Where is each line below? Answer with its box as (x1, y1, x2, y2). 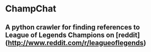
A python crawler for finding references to (5, 23, 140, 31)
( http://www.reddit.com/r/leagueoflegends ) (5, 38, 146, 47)
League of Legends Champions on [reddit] (5, 30, 140, 39)
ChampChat (5, 3, 57, 14)
